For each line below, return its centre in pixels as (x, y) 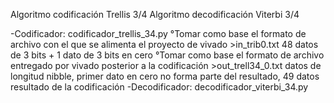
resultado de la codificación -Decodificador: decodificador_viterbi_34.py (159, 87)
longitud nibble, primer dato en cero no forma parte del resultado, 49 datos (165, 76)
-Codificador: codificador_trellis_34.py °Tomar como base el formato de (158, 33)
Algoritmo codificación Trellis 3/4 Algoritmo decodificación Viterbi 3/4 (155, 14)
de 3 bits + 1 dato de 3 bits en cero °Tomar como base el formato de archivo (167, 55)
